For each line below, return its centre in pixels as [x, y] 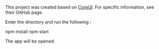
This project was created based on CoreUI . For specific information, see [80, 7]
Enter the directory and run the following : [48, 22]
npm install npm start [27, 31]
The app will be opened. [30, 41]
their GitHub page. [24, 12]
